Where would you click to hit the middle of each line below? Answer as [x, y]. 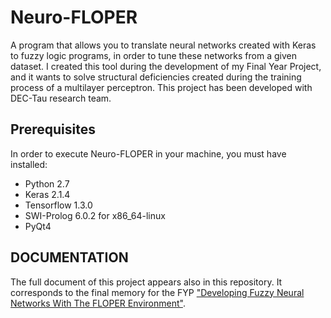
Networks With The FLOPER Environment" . [98, 303]
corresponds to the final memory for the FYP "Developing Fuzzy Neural [157, 292]
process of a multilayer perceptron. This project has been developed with [161, 87]
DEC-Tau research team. [61, 98]
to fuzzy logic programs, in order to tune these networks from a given [153, 55]
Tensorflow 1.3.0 [58, 205]
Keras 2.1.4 [47, 194]
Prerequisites [53, 129]
